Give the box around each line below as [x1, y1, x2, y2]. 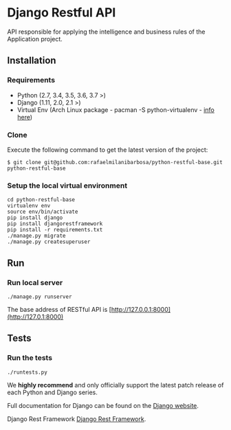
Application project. [7, 34, 63, 43]
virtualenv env [7, 203, 51, 210]
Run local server [7, 278, 63, 287]
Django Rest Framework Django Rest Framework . [7, 414, 146, 423]
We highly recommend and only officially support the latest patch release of [7, 381, 224, 389]
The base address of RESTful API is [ [7, 305, 112, 313]
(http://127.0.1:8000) [7, 313, 64, 321]
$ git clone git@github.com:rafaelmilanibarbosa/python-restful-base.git [7, 159, 223, 166]
